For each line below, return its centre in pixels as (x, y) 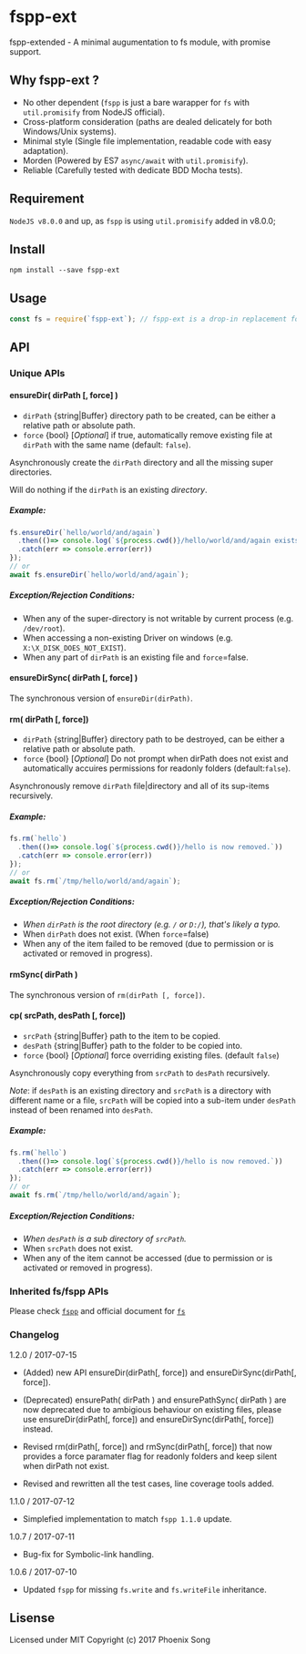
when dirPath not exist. (66, 1465)
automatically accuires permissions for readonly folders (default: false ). (157, 768)
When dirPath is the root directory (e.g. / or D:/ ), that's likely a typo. (151, 925)
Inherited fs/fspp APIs (59, 1291)
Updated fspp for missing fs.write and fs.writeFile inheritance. (144, 1589)
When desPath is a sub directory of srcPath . (104, 1238)
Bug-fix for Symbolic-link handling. (88, 1554)
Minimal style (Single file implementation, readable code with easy (147, 141)
